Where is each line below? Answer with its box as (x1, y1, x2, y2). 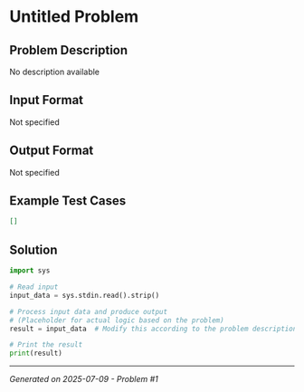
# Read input (9, 282, 59, 292)
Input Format (9, 92, 84, 108)
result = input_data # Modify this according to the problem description (9, 324, 298, 333)
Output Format (9, 143, 94, 158)
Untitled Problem (9, 6, 139, 27)
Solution (9, 242, 58, 257)
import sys (9, 266, 51, 275)
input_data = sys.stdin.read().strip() (9, 291, 160, 300)
